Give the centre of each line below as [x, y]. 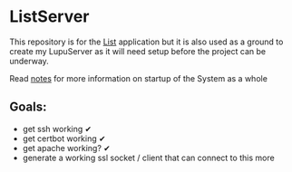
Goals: [28, 107]
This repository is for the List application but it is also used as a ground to [146, 42]
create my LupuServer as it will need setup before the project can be [137, 51]
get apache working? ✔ [66, 148]
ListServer [49, 17]
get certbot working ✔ [64, 139]
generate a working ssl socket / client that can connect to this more [148, 158]
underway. [29, 61]
